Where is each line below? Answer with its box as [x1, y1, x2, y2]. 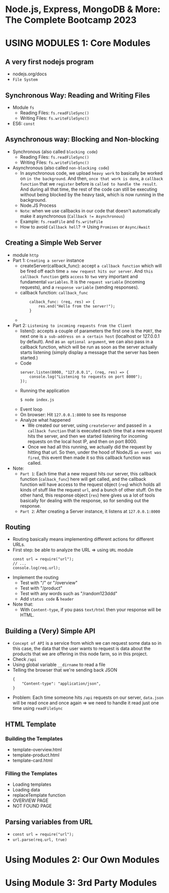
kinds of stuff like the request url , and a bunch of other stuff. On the [20, 486, 162, 493]
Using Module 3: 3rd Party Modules [5, 877, 157, 888]
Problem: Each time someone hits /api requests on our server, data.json [12, 694, 164, 701]
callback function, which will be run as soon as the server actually [20, 344, 157, 350]
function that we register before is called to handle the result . [20, 181, 157, 187]
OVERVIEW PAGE [12, 797, 49, 803]
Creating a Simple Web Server [5, 239, 102, 247]
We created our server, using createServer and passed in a [27, 422, 151, 428]
